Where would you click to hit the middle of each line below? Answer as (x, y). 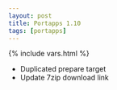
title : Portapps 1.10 (45, 23)
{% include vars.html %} (49, 54)
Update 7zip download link (64, 78)
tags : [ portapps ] (38, 31)
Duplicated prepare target (63, 69)
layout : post (30, 16)
